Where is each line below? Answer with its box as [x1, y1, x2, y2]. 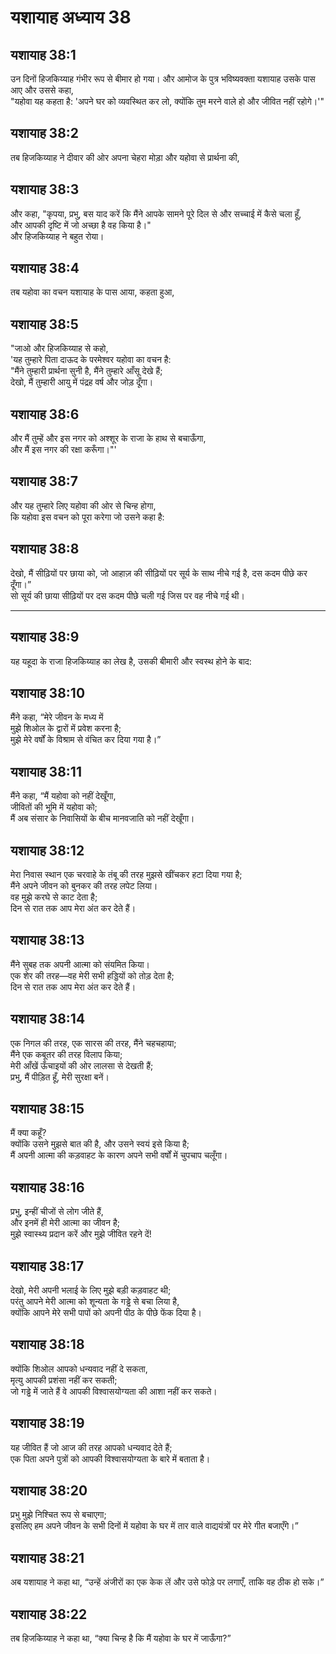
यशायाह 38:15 [10, 1100, 85, 1117]
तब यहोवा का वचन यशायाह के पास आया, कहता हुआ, [10, 286, 175, 298]
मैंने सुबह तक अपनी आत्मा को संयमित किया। [10, 958, 151, 970]
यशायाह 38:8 [10, 541, 80, 558]
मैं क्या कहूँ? [10, 1127, 47, 1139]
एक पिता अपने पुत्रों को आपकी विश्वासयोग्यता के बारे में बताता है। [10, 1452, 211, 1465]
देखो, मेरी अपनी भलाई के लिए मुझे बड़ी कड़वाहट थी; [10, 1284, 172, 1296]
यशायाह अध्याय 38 [10, 6, 132, 29]
